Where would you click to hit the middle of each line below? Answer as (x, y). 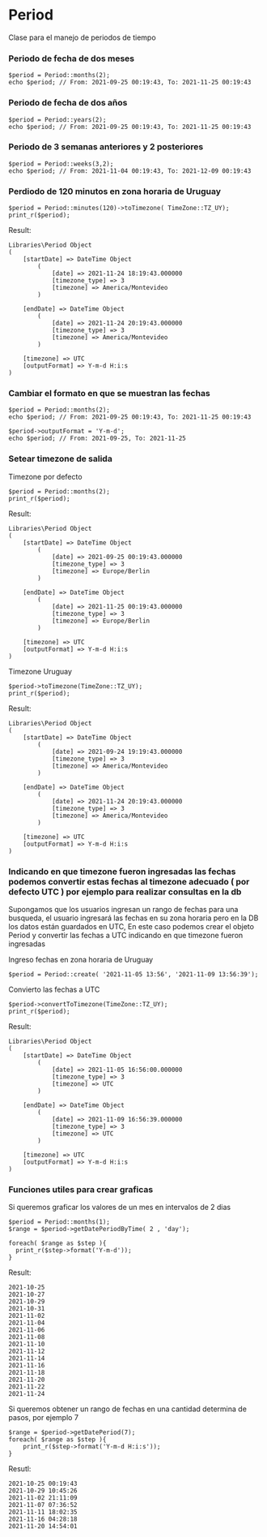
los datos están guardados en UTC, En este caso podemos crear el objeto (131, 927)
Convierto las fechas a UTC (54, 990)
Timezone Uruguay (40, 671)
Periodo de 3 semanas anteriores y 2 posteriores (106, 147)
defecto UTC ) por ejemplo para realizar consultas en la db (125, 892)
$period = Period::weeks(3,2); (61, 164)
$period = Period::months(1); (59, 1222)
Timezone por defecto (45, 476)
